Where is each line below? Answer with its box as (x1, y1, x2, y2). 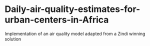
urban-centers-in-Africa (4, 14, 109, 25)
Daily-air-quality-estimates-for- (4, 3, 140, 15)
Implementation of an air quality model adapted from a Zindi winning (4, 30, 145, 36)
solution (4, 36, 21, 42)
